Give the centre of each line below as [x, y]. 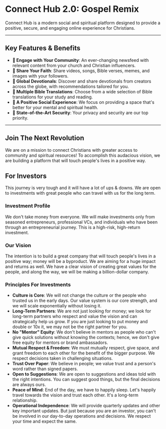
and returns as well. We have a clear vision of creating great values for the [81, 266]
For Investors [26, 176]
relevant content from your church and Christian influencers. [74, 65]
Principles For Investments [38, 284]
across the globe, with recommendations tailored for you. [71, 86]
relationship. [25, 400]
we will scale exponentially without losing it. [57, 306]
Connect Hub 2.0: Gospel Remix [72, 9]
